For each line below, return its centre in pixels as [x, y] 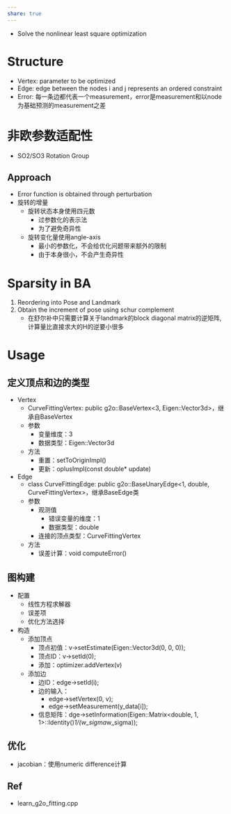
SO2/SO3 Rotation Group [53, 155]
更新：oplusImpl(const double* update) [95, 469]
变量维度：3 [55, 434]
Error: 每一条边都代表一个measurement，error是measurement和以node [120, 96]
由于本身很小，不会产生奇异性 [81, 255]
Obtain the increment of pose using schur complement [96, 310]
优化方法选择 [46, 622]
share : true [24, 14]
